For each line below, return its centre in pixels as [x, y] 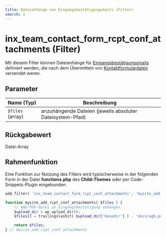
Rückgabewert [28, 135]
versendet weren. [23, 73]
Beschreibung [100, 103]
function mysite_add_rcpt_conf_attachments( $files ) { [64, 202]
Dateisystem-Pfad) [64, 118]
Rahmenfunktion [31, 162]
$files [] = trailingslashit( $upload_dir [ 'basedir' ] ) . [74, 216]
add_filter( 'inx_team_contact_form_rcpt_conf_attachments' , [69, 194]
